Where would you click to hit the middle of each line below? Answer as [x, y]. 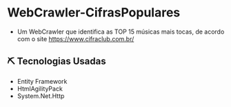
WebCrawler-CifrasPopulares [94, 13]
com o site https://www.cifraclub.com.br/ [76, 38]
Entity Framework [42, 81]
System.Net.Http [41, 96]
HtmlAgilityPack [40, 88]
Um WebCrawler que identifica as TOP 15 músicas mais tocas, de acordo [121, 32]
